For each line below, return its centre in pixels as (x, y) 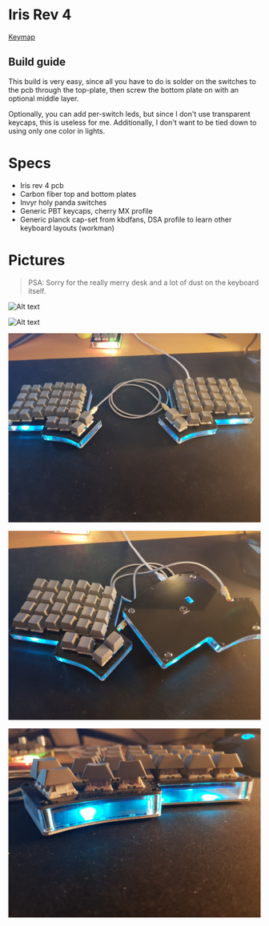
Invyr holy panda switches (63, 202)
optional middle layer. (44, 98)
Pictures (37, 260)
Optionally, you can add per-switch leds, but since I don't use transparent (129, 114)
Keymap (22, 37)
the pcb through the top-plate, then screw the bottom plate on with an (123, 90)
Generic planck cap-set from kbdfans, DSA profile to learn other (126, 219)
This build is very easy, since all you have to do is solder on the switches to (132, 81)
